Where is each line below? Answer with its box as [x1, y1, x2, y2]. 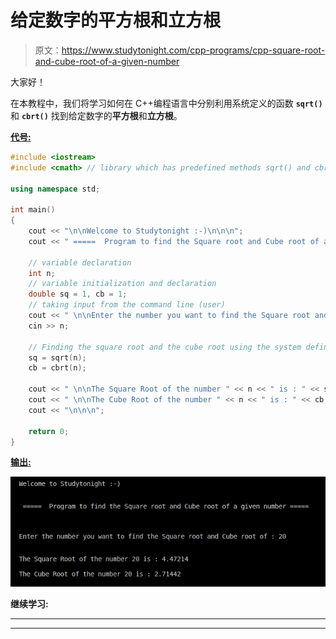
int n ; [28, 268, 56, 278]
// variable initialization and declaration [28, 279, 217, 289]
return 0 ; [28, 426, 70, 436]
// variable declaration [28, 257, 132, 268]
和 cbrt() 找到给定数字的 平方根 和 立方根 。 [10, 109, 183, 121]
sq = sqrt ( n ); [28, 352, 87, 363]
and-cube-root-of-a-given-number [34, 55, 180, 67]
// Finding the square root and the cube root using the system [28, 342, 302, 352]
